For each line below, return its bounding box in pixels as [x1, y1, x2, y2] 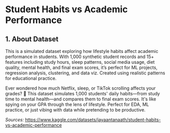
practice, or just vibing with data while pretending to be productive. [5, 107, 146, 113]
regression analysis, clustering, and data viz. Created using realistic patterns [5, 70, 165, 76]
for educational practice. [5, 75, 57, 81]
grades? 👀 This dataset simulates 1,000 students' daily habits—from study [5, 91, 160, 96]
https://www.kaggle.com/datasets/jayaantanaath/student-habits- [25, 117, 161, 123]
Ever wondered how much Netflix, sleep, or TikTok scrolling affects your [5, 85, 156, 91]
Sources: [5, 117, 24, 123]
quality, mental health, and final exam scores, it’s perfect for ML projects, [5, 65, 158, 70]
